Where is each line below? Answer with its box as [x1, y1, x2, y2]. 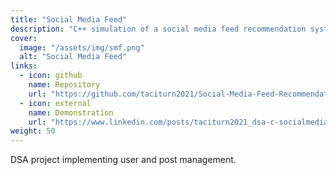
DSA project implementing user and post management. [10, 154, 237, 166]
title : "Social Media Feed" [10, 14, 128, 25]
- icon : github [19, 71, 83, 81]
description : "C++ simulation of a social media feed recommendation [10, 24, 307, 34]
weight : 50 [10, 126, 56, 136]
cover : [10, 33, 38, 43]
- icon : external [19, 98, 92, 108]
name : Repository [28, 80, 101, 90]
